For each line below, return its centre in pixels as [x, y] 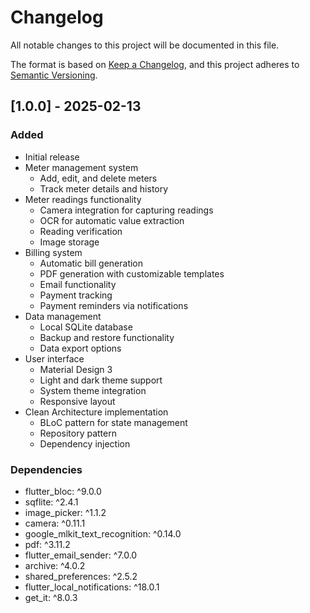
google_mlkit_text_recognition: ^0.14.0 [103, 533]
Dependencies [46, 469]
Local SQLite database [86, 327]
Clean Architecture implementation [96, 412]
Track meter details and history [104, 188]
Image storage [69, 242]
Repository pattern [78, 433]
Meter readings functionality [83, 199]
